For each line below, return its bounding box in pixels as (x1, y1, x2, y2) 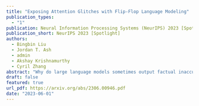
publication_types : (6, 14, 54, 20)
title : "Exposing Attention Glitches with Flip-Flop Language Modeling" (6, 8, 190, 15)
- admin (11, 52, 31, 58)
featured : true (6, 80, 44, 86)
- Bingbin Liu (11, 42, 46, 48)
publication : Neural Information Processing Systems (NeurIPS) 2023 (6, 25, 179, 31)
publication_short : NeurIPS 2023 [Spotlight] (6, 31, 120, 37)
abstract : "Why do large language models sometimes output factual (6, 69, 176, 75)
